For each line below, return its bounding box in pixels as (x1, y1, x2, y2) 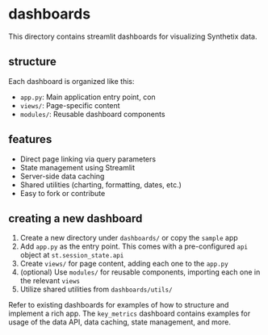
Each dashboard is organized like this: (8, 76, 135, 86)
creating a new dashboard (8, 211, 143, 225)
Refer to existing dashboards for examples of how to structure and (8, 300, 229, 310)
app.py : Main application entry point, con (19, 92, 156, 102)
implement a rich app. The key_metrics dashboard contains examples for (8, 308, 251, 319)
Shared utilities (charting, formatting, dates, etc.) (19, 179, 182, 190)
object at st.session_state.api (19, 250, 124, 260)
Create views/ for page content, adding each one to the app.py (19, 259, 228, 269)
